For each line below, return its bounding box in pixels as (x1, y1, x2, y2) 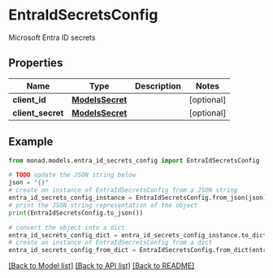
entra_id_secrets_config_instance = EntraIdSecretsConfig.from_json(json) (8, 193, 267, 202)
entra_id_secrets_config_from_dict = (8, 246, 136, 254)
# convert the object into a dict (8, 224, 126, 232)
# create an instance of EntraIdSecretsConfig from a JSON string (8, 186, 238, 194)
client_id (12, 93, 46, 105)
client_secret (12, 107, 64, 119)
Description (135, 80, 181, 91)
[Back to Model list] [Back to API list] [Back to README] (8, 261, 195, 271)
